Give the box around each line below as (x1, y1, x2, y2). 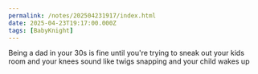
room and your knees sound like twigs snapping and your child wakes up (8, 56, 250, 66)
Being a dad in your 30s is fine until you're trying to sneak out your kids (8, 49, 245, 58)
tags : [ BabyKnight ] (8, 26, 74, 34)
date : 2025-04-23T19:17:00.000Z (8, 19, 117, 27)
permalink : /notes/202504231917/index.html (8, 11, 157, 20)
